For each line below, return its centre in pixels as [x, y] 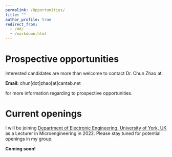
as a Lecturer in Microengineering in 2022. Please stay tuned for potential [83, 133]
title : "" [16, 15]
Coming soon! [20, 148]
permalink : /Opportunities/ [35, 10]
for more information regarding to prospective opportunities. [69, 93]
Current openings [44, 114]
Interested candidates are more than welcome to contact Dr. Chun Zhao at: [84, 73]
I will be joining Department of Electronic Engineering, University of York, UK [86, 128]
